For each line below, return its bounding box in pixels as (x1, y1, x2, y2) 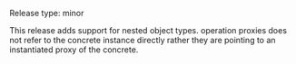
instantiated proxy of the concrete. (9, 44, 139, 55)
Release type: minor (9, 8, 84, 18)
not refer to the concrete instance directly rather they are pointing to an (9, 35, 276, 45)
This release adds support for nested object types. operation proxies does (9, 25, 288, 35)
